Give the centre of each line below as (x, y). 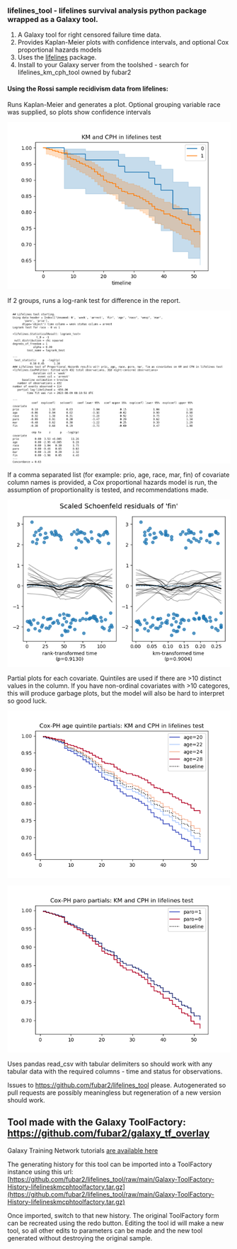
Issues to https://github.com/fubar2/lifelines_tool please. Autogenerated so (117, 1085)
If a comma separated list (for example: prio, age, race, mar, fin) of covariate (118, 474)
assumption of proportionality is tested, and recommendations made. (108, 490)
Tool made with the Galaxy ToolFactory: (97, 1123)
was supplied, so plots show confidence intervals (79, 112)
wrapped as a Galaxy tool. (53, 19)
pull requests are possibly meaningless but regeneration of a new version (114, 1093)
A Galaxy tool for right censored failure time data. (89, 35)
